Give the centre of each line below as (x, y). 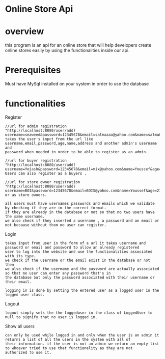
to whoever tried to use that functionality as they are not (69, 348)
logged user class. (25, 295)
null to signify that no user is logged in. (51, 317)
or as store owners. (26, 195)
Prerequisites (33, 70)
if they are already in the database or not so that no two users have (80, 212)
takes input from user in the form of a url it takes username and (76, 243)
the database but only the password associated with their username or (80, 277)
